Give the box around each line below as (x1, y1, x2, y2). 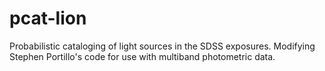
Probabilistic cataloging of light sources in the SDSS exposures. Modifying (9, 40, 316, 52)
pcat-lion (9, 7, 87, 30)
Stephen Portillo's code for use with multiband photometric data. (9, 50, 276, 62)
